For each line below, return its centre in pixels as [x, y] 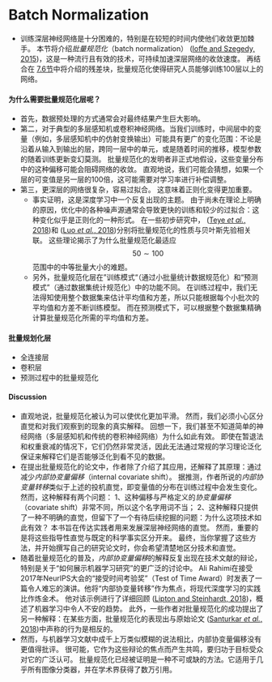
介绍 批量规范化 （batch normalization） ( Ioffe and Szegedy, [156, 48]
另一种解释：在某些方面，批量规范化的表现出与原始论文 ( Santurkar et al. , [141, 619]
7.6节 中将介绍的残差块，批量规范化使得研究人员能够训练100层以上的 [150, 69]
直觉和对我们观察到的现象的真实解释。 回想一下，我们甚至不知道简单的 [138, 426]
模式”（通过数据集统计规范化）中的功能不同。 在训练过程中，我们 [141, 287]
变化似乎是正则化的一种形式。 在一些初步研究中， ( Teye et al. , [142, 220]
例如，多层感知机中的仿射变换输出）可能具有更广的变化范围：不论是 [148, 139]
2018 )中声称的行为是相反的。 [68, 628]
